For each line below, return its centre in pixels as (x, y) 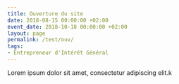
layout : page (26, 33)
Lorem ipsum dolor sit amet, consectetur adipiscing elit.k (90, 72)
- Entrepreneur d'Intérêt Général (58, 53)
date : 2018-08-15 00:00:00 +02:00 (58, 20)
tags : (15, 46)
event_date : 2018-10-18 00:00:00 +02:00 (68, 27)
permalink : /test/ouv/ (41, 40)
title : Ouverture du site (45, 14)
